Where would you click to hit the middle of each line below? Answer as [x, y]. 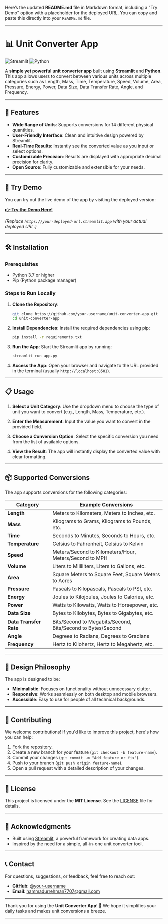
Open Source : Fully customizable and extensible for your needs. [79, 167]
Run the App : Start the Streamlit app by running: [62, 347]
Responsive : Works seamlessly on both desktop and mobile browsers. [85, 694]
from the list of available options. [46, 441]
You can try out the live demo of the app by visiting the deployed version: [80, 199]
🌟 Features [22, 112]
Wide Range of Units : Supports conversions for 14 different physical [83, 124]
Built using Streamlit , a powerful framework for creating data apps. [81, 838]
